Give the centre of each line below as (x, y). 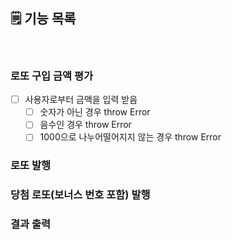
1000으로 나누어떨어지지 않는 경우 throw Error (130, 137)
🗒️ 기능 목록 (43, 19)
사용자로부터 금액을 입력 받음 (81, 100)
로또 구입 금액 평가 (52, 76)
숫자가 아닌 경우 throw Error (95, 112)
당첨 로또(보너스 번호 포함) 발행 (80, 195)
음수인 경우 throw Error (85, 125)
